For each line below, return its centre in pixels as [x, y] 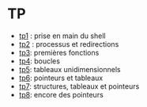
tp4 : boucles [40, 61]
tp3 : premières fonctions [59, 52]
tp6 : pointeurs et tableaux [61, 78]
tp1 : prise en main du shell [62, 36]
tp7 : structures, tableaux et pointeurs [79, 86]
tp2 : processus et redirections [69, 44]
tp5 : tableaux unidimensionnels [70, 69]
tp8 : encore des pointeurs [61, 94]
